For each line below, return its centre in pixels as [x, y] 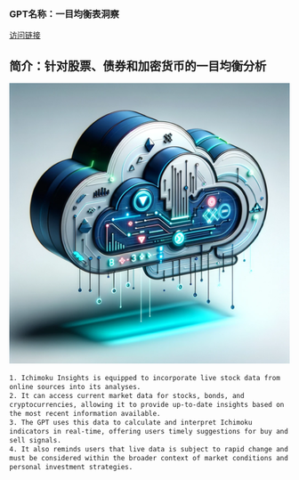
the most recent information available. [85, 414]
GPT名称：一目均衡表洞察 [65, 13]
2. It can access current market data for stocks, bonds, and [127, 396]
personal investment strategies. [71, 468]
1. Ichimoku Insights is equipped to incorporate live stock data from [145, 378]
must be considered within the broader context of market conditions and [149, 459]
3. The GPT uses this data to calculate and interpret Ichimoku [131, 423]
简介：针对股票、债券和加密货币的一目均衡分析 [138, 65]
